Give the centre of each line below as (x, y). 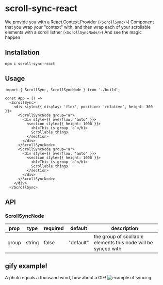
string (33, 243)
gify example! (26, 266)
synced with (108, 249)
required (54, 228)
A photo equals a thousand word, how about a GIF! (56, 278)
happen (13, 37)
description (124, 228)
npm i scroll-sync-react (30, 63)
